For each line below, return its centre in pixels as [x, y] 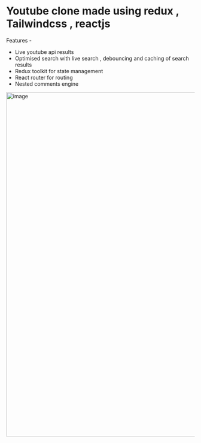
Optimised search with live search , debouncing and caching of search [102, 58]
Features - [19, 40]
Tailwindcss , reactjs [58, 24]
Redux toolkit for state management [59, 71]
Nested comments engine [47, 84]
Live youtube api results [44, 52]
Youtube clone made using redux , [93, 11]
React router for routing [44, 77]
